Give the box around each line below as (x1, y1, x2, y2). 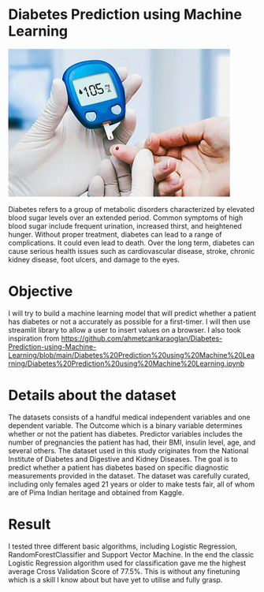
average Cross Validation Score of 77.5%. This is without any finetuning (8, 566, 240, 576)
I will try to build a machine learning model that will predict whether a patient (8, 308, 256, 318)
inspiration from (8, 333, 60, 343)
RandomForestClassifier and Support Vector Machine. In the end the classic (8, 549, 255, 559)
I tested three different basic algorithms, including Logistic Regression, (8, 542, 238, 551)
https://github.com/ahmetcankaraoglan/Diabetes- (61, 333, 223, 343)
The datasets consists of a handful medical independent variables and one (8, 412, 251, 422)
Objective (8, 282, 73, 300)
